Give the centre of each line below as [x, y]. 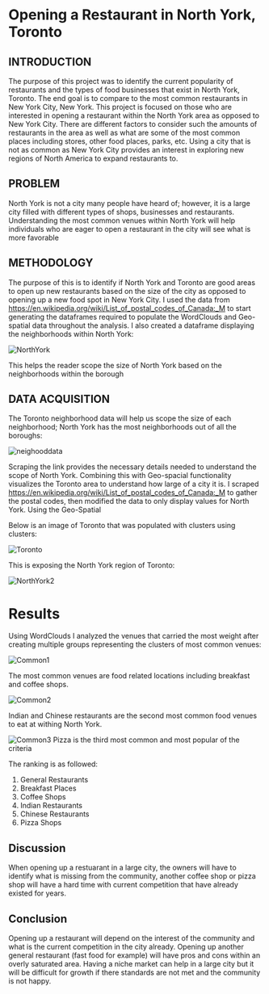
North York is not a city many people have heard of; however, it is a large [129, 203]
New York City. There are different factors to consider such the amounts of [133, 124]
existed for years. [38, 893]
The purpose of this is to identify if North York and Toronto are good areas [132, 282]
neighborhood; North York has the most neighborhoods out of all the [122, 427]
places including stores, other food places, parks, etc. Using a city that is [130, 141]
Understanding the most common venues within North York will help [122, 220]
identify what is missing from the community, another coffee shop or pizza [132, 876]
